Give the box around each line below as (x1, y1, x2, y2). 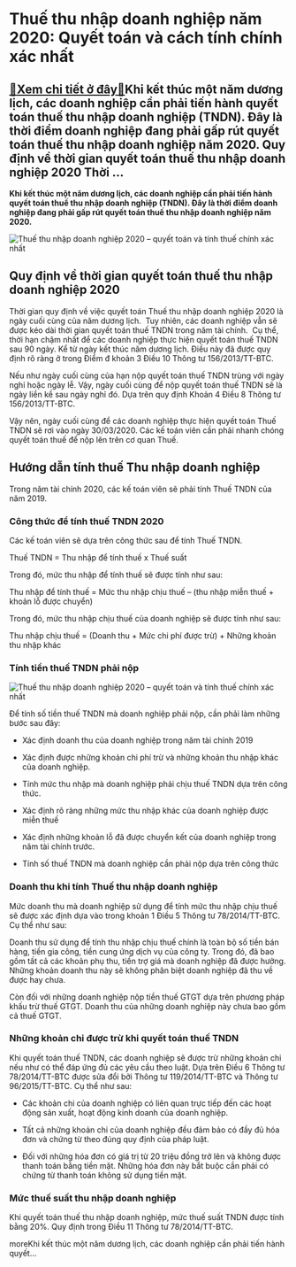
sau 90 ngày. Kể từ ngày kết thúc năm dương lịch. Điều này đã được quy (9, 344, 271, 354)
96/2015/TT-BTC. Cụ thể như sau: (9, 1080, 133, 1091)
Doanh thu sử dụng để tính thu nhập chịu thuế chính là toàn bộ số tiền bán (9, 937, 280, 947)
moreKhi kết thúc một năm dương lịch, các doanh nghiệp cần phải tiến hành (9, 1239, 285, 1249)
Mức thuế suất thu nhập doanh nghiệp (9, 1192, 177, 1204)
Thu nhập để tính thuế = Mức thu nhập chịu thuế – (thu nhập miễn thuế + (9, 586, 274, 597)
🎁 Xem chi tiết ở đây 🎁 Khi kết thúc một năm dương (9, 81, 284, 97)
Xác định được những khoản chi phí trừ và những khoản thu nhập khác (21, 753, 279, 763)
